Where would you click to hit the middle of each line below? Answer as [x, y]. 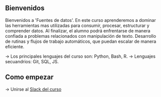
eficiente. [15, 46]
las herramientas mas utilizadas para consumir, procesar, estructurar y [77, 25]
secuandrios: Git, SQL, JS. [32, 61]
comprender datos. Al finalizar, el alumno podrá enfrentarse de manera [78, 31]
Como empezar [29, 77]
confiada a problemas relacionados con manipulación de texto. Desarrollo [81, 36]
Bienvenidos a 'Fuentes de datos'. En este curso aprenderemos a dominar [80, 20]
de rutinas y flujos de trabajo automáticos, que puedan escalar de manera [81, 41]
